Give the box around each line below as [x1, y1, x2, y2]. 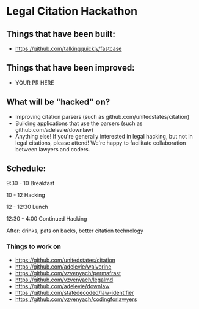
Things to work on [6, 242, 62, 251]
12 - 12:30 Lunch [6, 204, 48, 211]
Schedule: [6, 164, 46, 174]
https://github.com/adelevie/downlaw [15, 282, 110, 289]
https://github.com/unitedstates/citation [15, 256, 116, 264]
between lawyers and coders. [15, 145, 90, 153]
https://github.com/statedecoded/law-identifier [15, 289, 134, 296]
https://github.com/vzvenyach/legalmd [15, 276, 114, 283]
